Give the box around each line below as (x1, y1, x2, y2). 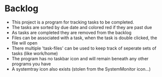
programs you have (11, 61, 51, 67)
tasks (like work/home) (11, 50, 58, 56)
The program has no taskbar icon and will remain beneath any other (11, 55, 149, 61)
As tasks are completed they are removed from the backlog (11, 29, 132, 35)
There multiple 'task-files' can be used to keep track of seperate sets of (11, 45, 157, 51)
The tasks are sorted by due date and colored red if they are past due (11, 24, 152, 30)
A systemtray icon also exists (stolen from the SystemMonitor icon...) (11, 66, 151, 72)
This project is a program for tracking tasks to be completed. (11, 19, 134, 25)
